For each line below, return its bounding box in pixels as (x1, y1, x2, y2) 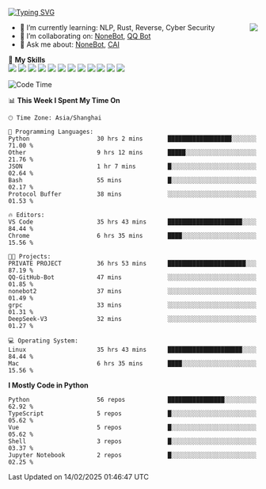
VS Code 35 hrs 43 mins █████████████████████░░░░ (8, 218, 257, 226)
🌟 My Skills (8, 55, 46, 64)
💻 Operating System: (8, 337, 79, 345)
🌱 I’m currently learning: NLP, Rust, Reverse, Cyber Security (19, 23, 215, 32)
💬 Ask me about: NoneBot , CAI (19, 40, 120, 49)
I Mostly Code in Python (8, 380, 89, 390)
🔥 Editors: (8, 211, 45, 219)
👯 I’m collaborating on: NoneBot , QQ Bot (19, 32, 151, 40)
